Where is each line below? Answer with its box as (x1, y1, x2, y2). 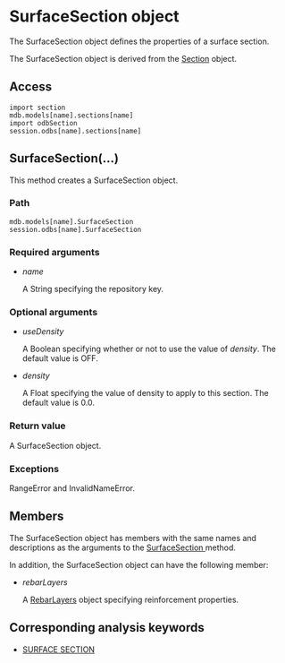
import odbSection (9, 118, 78, 127)
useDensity (21, 326, 64, 337)
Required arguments (9, 245, 100, 258)
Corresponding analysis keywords (9, 620, 205, 635)
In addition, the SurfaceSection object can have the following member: (9, 559, 269, 570)
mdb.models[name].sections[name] (9, 110, 134, 120)
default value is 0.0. (21, 397, 96, 409)
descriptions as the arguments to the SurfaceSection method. (9, 542, 237, 553)
